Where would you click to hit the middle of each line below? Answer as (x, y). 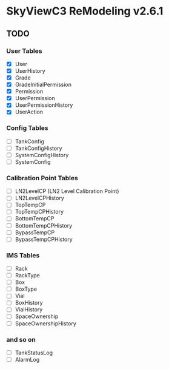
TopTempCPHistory (39, 212)
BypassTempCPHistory (44, 239)
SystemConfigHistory (42, 155)
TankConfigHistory (38, 148)
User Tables (24, 51)
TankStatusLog (34, 353)
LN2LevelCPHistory (40, 198)
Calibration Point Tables (42, 178)
